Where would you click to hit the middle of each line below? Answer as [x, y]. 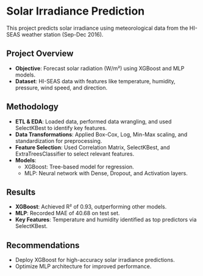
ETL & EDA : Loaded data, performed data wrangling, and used [93, 121]
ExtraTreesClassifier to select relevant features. [75, 154]
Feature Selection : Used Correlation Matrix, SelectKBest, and [92, 147]
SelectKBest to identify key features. [61, 128]
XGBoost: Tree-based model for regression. [79, 167]
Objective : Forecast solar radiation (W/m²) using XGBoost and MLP [100, 68]
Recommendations [43, 245]
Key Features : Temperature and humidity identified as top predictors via [106, 219]
